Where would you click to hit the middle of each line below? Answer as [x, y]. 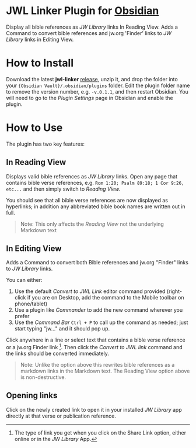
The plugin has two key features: [45, 144]
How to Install [40, 63]
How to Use [34, 128]
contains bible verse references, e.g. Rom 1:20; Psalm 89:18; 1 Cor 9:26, [95, 182]
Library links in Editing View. [40, 39]
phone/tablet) [31, 304]
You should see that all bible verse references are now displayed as [87, 200]
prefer [22, 316]
